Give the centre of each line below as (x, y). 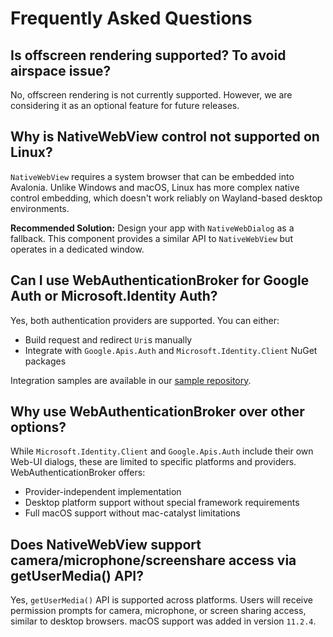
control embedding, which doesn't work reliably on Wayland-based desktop (166, 198)
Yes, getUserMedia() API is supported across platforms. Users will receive (161, 600)
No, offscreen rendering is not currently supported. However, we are (151, 95)
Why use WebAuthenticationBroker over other (157, 412)
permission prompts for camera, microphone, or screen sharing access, (158, 611)
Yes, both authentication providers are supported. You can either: (145, 320)
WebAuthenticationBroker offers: (78, 473)
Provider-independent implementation (103, 492)
